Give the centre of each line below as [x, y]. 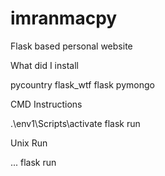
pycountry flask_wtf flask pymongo [82, 84]
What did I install [44, 65]
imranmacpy [64, 18]
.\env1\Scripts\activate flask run [75, 123]
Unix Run [29, 143]
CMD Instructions [46, 104]
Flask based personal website [71, 46]
